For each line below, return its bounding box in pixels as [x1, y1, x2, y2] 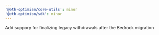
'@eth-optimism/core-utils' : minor [5, 7, 78, 12]
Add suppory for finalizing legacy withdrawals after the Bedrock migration [5, 24, 154, 30]
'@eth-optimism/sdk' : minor [5, 12, 63, 16]
